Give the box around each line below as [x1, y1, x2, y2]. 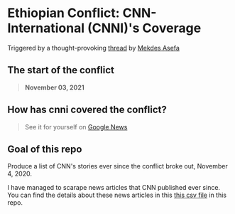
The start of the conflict [7, 64, 115, 76]
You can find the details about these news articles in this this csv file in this [7, 191, 227, 200]
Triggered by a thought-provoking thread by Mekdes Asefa [7, 43, 180, 52]
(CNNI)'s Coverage [87, 20, 202, 36]
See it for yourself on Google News [24, 122, 128, 131]
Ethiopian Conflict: [7, 5, 120, 21]
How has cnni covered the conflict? [7, 104, 167, 116]
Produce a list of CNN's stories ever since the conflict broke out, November [7, 162, 229, 171]
